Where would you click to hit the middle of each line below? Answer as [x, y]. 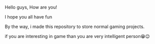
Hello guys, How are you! [31, 7]
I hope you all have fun [29, 17]
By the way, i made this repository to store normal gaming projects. [75, 26]
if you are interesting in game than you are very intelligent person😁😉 [77, 36]
